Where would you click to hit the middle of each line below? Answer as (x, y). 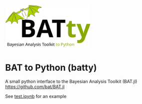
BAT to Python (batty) (51, 68)
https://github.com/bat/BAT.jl (35, 87)
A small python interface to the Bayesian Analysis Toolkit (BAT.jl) (71, 82)
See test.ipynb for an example (36, 97)
